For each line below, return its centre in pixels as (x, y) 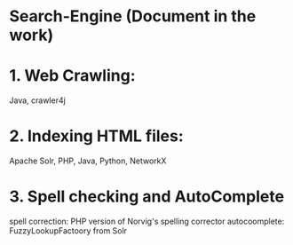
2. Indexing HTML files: (96, 136)
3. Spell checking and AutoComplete (147, 197)
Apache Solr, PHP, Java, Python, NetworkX (88, 161)
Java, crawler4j (38, 100)
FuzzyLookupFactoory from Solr (68, 231)
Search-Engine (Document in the (133, 16)
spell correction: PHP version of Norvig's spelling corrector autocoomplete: (147, 221)
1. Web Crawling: (72, 76)
